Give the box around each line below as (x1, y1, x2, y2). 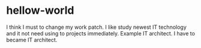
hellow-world (6, 4, 74, 17)
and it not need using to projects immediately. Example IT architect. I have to (6, 29, 195, 37)
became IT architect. (6, 36, 58, 43)
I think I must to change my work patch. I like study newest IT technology (6, 23, 187, 31)
